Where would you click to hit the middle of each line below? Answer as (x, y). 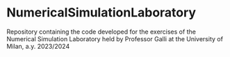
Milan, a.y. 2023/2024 (38, 46)
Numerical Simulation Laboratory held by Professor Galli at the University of (115, 38)
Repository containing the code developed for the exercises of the (101, 32)
